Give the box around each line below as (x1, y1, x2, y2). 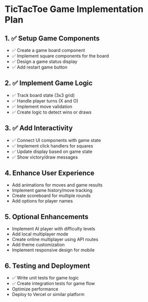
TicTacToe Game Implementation (4, 3, 144, 15)
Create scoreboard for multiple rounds (11, 192, 91, 198)
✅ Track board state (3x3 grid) (11, 92, 75, 98)
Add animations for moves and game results (11, 182, 103, 188)
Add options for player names (11, 198, 73, 204)
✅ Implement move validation (11, 103, 73, 109)
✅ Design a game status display (11, 58, 78, 64)
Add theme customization (11, 241, 65, 248)
